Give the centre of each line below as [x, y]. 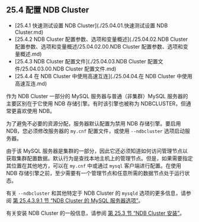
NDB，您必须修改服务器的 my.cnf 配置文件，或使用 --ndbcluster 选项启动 [96, 131]
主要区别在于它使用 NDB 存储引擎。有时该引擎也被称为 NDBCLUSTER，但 [96, 103]
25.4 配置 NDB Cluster [48, 10]
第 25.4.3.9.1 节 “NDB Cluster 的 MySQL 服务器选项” [76, 200]
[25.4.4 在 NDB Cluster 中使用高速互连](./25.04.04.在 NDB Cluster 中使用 [103, 76]
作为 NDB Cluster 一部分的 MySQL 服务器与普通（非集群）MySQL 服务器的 [97, 96]
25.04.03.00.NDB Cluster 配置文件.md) [69, 69]
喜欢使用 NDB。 [36, 111]
